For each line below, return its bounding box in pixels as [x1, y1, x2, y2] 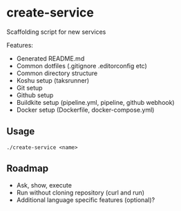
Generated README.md [16, 54, 85, 63]
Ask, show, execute [16, 181, 72, 189]
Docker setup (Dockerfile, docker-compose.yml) [16, 105, 155, 114]
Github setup [16, 91, 54, 99]
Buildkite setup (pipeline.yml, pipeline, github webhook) [16, 98, 175, 106]
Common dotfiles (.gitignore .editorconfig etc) [16, 61, 148, 70]
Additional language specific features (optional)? [16, 195, 155, 204]
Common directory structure [16, 69, 98, 77]
